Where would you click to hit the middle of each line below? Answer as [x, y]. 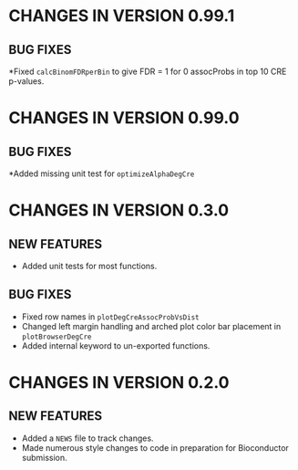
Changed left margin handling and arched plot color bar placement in [151, 326]
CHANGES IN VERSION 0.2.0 [119, 382]
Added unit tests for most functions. [89, 266]
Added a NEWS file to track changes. [87, 438]
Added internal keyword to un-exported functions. [116, 345]
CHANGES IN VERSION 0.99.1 [122, 16]
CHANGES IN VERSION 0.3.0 [119, 210]
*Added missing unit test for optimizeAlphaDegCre [102, 173]
